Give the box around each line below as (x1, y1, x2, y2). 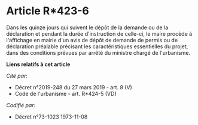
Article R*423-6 (6, 4, 90, 18)
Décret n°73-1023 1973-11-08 (14, 113, 88, 120)
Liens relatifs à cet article (6, 61, 71, 68)
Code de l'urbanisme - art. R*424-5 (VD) (14, 90, 117, 97)
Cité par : (6, 72, 28, 79)
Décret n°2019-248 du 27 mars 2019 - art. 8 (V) (14, 83, 133, 90)
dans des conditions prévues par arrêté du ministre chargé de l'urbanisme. (6, 49, 190, 56)
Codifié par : (6, 101, 36, 108)
